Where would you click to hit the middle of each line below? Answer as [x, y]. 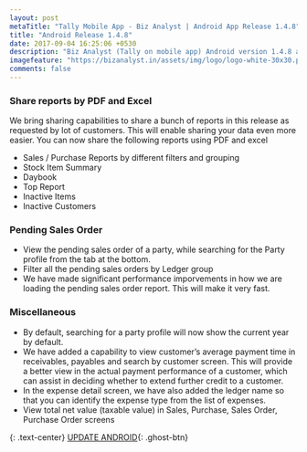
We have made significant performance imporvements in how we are [153, 279]
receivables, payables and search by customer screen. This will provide [158, 361]
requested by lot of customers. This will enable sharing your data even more [153, 131]
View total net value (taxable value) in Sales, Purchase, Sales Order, [150, 410]
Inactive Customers [59, 206]
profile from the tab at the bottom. [86, 259]
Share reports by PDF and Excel [81, 100]
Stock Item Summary [62, 168]
